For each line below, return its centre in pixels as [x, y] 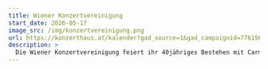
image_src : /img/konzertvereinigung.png [77, 30]
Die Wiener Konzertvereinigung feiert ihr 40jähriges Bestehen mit [130, 52]
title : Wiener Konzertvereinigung [66, 15]
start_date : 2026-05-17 [48, 23]
